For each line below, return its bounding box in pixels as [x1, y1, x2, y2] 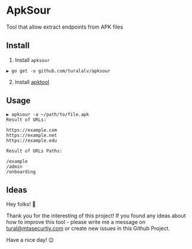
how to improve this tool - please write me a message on [6, 219, 146, 226]
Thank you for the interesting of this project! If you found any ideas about [6, 212, 186, 219]
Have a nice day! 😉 [6, 236, 54, 244]
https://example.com [6, 127, 58, 133]
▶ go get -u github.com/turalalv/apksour [6, 68, 111, 74]
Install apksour [14, 56, 50, 63]
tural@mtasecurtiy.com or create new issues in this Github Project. [6, 225, 170, 232]
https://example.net [6, 132, 58, 138]
